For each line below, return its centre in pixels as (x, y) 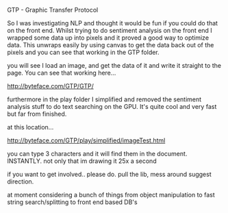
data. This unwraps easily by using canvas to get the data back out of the (111, 45)
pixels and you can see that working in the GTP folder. (83, 52)
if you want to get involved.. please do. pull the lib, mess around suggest (109, 174)
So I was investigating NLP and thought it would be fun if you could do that (112, 23)
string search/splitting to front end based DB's (73, 202)
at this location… (30, 127)
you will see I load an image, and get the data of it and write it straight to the (114, 65)
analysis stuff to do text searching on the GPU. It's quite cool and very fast (112, 106)
